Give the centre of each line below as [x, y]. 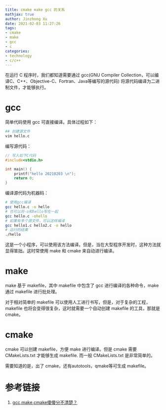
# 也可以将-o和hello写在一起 [32, 211]
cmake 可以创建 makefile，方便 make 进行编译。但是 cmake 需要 [71, 349]
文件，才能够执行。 [29, 88]
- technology [19, 56]
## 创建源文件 [18, 132]
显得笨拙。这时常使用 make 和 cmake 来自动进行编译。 [61, 251]
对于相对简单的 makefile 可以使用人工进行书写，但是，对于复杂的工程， [78, 302]
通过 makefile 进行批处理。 [32, 292]
